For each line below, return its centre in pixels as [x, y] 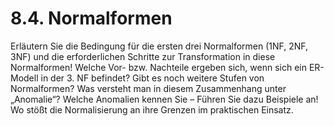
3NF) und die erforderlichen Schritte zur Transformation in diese [143, 56]
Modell [24, 78]
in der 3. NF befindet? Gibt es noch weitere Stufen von [152, 78]
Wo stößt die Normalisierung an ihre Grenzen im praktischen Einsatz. [152, 109]
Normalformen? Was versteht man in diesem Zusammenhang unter [148, 88]
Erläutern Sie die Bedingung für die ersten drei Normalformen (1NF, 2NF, [159, 46]
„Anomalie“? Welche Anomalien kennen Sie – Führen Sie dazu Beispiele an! [164, 99]
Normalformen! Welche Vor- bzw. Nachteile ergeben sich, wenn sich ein [158, 67]
